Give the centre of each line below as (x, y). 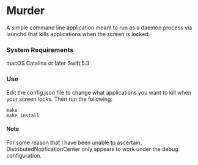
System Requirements (40, 50)
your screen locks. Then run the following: (60, 99)
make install (23, 116)
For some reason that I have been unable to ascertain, (74, 142)
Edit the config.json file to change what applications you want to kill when (99, 92)
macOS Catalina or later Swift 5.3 (48, 63)
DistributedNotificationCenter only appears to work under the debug (92, 149)
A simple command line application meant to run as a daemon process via (99, 28)
